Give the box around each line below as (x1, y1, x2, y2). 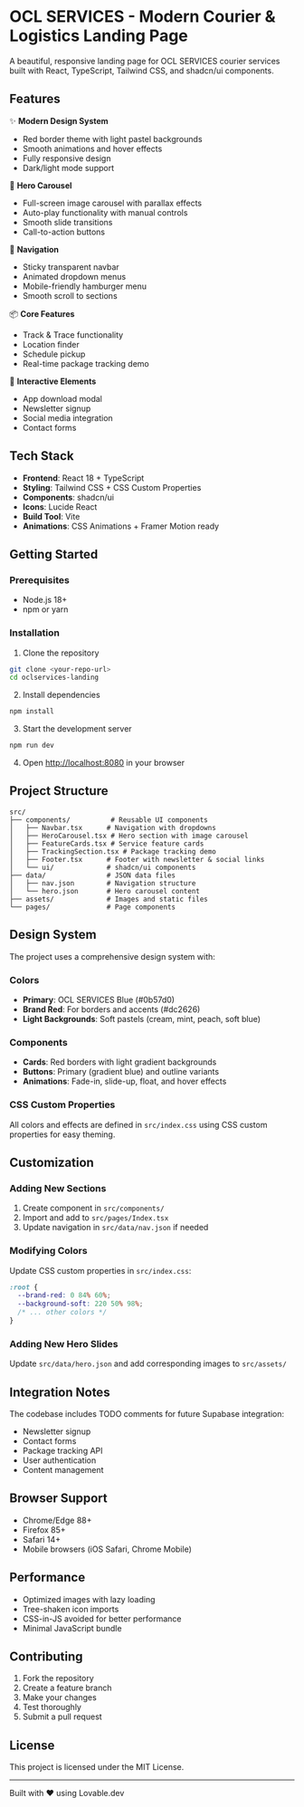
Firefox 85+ (22, 1524, 66, 1535)
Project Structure (9, 783, 109, 798)
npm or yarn (22, 604, 69, 615)
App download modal (22, 393, 102, 404)
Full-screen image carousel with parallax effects (22, 197, 202, 208)
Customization (9, 1154, 95, 1170)
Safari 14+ (22, 1534, 62, 1544)
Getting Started (9, 546, 99, 562)
